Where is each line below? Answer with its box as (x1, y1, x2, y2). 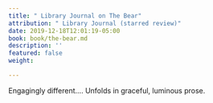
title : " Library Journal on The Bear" (8, 11, 142, 20)
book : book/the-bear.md (8, 34, 88, 43)
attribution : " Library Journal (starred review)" (8, 19, 182, 27)
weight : (8, 57, 35, 65)
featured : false (8, 49, 63, 57)
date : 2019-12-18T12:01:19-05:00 (8, 27, 121, 35)
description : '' (8, 42, 63, 50)
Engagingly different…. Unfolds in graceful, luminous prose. (8, 85, 206, 95)
